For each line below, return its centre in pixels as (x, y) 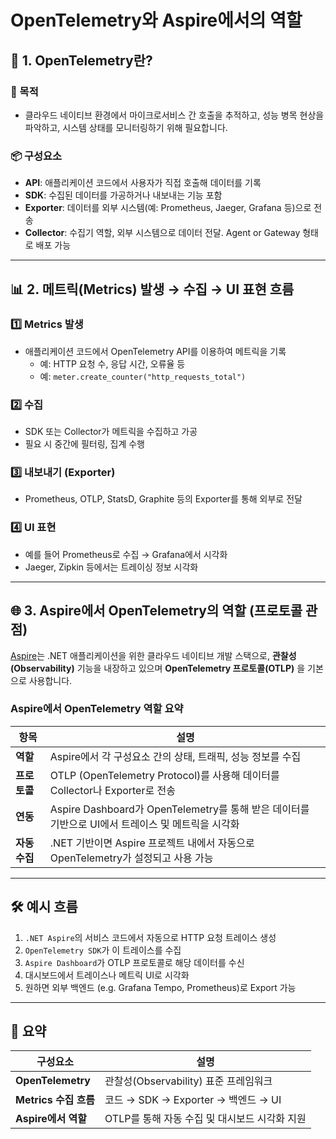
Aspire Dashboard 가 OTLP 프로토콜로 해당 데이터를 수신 (134, 962)
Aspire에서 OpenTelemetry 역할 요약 (97, 709)
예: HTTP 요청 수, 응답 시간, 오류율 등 (112, 363)
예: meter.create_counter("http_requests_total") (143, 376)
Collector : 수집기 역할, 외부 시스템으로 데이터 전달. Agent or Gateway (162, 233)
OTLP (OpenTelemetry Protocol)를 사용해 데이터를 (164, 775)
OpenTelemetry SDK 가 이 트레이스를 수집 (103, 950)
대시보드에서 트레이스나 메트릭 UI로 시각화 (107, 975)
